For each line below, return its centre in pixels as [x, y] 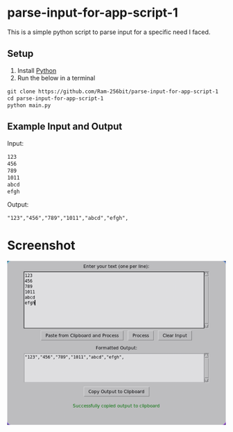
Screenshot [41, 245]
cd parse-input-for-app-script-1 [55, 98]
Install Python [37, 70]
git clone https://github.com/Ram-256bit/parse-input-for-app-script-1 [113, 92]
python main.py [29, 105]
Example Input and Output [65, 127]
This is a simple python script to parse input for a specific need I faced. [109, 32]
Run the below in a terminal [56, 78]
